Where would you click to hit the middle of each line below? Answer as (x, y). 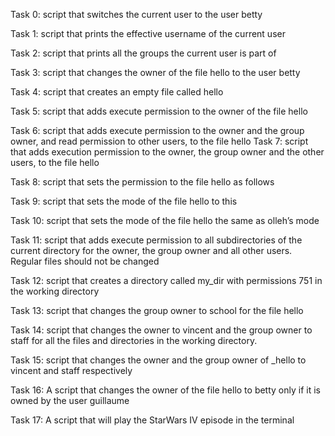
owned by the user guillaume (70, 400)
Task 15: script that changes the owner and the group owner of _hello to (158, 360)
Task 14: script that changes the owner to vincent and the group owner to (161, 330)
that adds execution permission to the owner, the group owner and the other (167, 152)
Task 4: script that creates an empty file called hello (117, 92)
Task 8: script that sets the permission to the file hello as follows (142, 182)
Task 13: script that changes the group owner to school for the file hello (157, 310)
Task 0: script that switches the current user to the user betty (136, 14)
